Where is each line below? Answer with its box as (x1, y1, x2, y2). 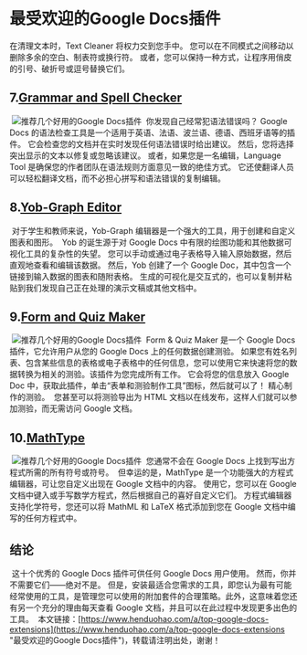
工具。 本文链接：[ (9, 614, 81, 624)
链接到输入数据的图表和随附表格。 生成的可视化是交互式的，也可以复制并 (9, 270, 284, 281)
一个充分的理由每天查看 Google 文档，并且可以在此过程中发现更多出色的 (25, 602, 298, 613)
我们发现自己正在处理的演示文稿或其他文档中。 (25, 282, 202, 293)
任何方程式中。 (25, 512, 82, 523)
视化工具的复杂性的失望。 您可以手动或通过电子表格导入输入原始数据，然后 (9, 248, 292, 259)
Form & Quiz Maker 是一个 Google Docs (145, 334, 296, 345)
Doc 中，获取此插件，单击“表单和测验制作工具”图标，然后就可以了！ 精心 (9, 380, 285, 391)
